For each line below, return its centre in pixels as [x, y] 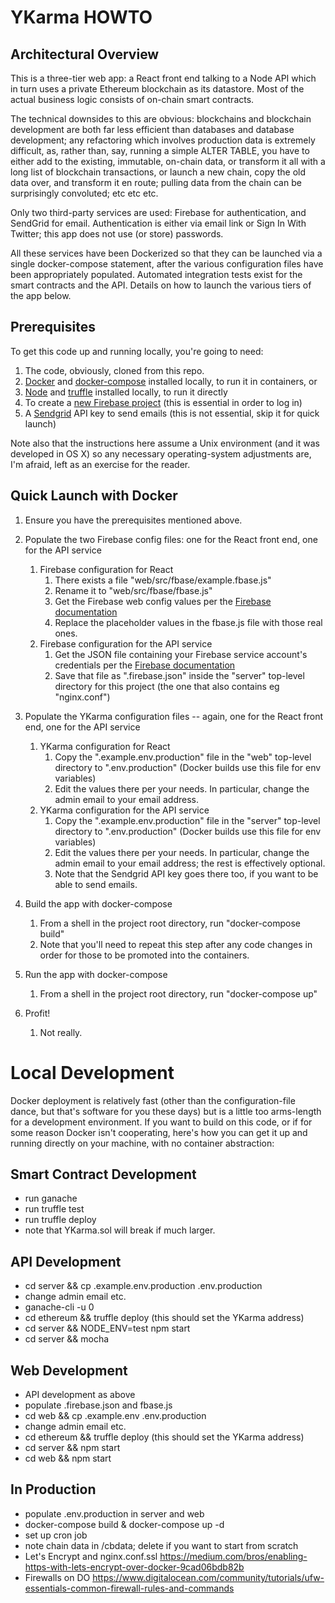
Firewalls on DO [57, 1577]
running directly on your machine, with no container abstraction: [142, 1143]
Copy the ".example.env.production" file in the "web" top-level [183, 757]
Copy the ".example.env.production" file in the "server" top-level [187, 820]
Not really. [61, 1032]
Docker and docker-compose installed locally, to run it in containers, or [171, 381]
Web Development [69, 1370]
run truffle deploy [60, 1220]
